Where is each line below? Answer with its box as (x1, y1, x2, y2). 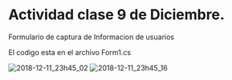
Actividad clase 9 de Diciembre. (8, 6, 225, 24)
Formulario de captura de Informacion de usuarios (8, 32, 175, 42)
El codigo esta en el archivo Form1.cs (8, 47, 131, 57)
